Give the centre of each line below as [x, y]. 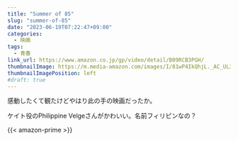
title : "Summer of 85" [41, 14]
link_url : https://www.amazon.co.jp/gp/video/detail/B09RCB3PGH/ [106, 60]
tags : [15, 47]
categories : [25, 34]
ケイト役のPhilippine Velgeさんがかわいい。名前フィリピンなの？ [102, 116]
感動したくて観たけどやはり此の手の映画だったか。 [82, 101]
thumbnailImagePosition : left [52, 73]
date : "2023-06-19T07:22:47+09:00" [60, 27]
